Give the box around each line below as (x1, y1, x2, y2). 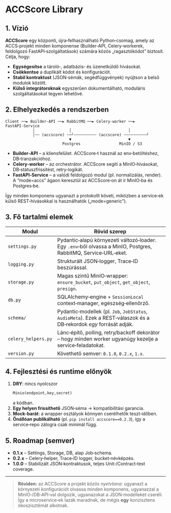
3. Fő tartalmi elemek (5, 213, 74, 221)
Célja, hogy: (5, 54, 31, 60)
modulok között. (12, 80, 47, 86)
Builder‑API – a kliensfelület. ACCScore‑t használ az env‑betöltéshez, (12, 150, 159, 156)
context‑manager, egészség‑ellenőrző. (57, 299, 150, 306)
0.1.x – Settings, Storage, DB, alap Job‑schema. (12, 450, 113, 456)
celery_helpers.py (8, 336, 52, 342)
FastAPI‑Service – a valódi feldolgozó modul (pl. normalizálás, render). (12, 172, 162, 178)
